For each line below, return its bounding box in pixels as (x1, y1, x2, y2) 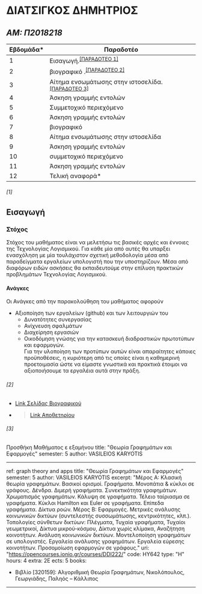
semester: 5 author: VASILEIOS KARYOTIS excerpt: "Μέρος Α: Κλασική (6, 474, 182, 481)
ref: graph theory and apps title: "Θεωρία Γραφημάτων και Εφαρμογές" (6, 467, 184, 474)
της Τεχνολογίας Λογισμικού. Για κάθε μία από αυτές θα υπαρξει (6, 245, 171, 253)
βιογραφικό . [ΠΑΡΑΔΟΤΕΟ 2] (49, 67, 125, 76)
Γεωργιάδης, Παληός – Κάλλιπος (14, 575, 99, 582)
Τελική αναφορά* (49, 172, 102, 180)
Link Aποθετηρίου (29, 411, 75, 418)
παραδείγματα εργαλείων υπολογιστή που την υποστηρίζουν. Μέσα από (6, 258, 188, 265)
